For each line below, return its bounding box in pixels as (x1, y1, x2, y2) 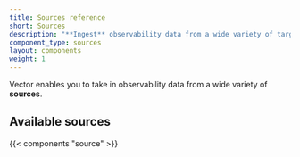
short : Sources (9, 21, 66, 30)
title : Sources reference (9, 12, 105, 22)
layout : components (9, 46, 82, 55)
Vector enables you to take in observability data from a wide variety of (9, 79, 268, 89)
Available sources (9, 114, 112, 129)
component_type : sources (9, 37, 102, 47)
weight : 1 (9, 54, 46, 63)
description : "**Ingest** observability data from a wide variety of (9, 29, 274, 38)
